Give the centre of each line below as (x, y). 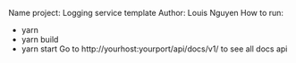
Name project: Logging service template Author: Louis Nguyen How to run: (146, 13)
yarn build (40, 39)
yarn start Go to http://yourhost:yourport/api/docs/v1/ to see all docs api (154, 49)
